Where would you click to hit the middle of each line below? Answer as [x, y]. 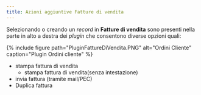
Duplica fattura [34, 85]
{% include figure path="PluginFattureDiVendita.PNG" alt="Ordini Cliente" [99, 47]
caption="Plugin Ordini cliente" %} [50, 54]
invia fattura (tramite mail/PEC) [54, 79]
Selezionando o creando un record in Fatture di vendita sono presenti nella [101, 29]
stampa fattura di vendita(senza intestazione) [81, 72]
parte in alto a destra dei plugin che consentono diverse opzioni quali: [94, 36]
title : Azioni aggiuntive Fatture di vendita [65, 12]
